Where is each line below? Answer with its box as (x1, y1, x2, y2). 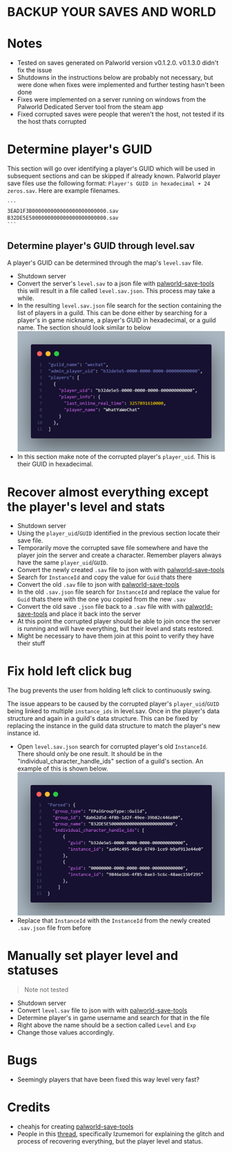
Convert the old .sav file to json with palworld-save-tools (17, 580, 180, 589)
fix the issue (17, 66, 52, 75)
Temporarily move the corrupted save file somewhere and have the (17, 544, 209, 552)
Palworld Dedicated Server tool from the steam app (17, 103, 164, 111)
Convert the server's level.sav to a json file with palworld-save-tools (17, 279, 215, 287)
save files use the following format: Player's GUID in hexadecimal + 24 (7, 179, 211, 187)
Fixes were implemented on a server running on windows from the (17, 95, 206, 104)
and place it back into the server (49, 610, 142, 619)
